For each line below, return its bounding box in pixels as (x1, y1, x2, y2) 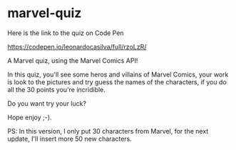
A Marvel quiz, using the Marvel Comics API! (7, 56, 138, 65)
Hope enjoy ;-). (7, 113, 52, 121)
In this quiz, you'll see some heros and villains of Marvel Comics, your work (7, 70, 229, 79)
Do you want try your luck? (7, 99, 87, 108)
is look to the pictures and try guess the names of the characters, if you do (7, 77, 227, 86)
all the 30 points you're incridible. (7, 85, 106, 94)
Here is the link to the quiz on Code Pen (7, 29, 124, 37)
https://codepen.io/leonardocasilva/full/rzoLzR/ (7, 42, 147, 51)
